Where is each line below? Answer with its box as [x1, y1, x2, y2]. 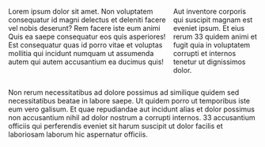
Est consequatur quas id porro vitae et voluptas [8, 40, 163, 50]
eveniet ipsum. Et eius [172, 24, 245, 32]
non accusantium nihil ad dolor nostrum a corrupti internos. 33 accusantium [8, 113, 256, 122]
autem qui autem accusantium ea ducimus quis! [8, 57, 165, 66]
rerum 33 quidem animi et [172, 32, 257, 41]
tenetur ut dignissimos [172, 57, 246, 66]
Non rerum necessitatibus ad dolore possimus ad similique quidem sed [8, 88, 240, 97]
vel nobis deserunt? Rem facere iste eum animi [8, 24, 161, 32]
